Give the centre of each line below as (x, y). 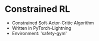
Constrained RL (37, 9)
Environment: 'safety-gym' (39, 33)
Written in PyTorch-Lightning (41, 28)
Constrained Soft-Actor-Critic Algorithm (53, 23)
